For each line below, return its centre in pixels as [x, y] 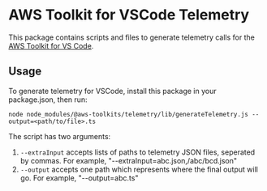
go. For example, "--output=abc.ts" [79, 178]
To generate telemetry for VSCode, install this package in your [112, 91]
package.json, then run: [48, 100]
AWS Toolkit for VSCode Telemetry [129, 15]
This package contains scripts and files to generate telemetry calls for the [132, 37]
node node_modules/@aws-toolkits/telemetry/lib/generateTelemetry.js [129, 114]
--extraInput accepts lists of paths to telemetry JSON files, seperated [138, 152]
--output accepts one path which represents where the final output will [139, 169]
